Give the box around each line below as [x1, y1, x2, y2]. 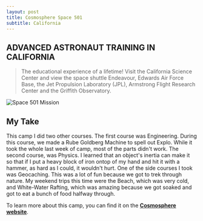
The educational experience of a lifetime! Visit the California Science [21, 68, 193, 75]
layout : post [6, 8, 39, 15]
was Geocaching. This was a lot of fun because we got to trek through [6, 171, 182, 178]
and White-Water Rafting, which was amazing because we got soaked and [6, 184, 192, 191]
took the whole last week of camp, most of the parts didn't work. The [6, 146, 179, 152]
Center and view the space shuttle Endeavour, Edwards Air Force [21, 74, 184, 82]
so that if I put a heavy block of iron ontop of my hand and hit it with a [6, 158, 180, 165]
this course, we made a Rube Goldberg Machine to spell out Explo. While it [6, 139, 193, 146]
